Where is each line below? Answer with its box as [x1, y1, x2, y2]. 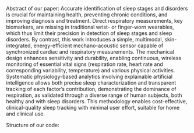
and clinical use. [6, 110, 45, 117]
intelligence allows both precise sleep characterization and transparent [6, 79, 177, 86]
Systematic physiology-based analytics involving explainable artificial [6, 73, 173, 80]
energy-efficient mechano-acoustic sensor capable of [33, 42, 164, 49]
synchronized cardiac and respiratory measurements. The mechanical [6, 48, 175, 55]
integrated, [6, 42, 33, 49]
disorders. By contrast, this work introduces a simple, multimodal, [6, 36, 164, 43]
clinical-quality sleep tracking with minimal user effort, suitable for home [6, 104, 180, 111]
